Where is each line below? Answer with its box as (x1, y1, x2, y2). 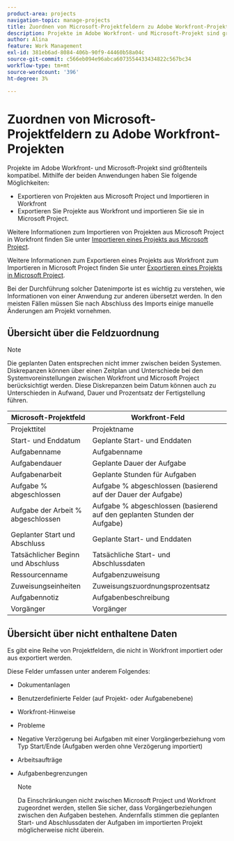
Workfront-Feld (131, 413, 185, 423)
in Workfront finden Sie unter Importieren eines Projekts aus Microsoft (7, 235, 208, 244)
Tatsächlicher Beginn (10, 550, 80, 560)
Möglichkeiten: (7, 179, 50, 187)
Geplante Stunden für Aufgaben (92, 470, 196, 480)
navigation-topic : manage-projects (7, 17, 111, 24)
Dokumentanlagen (17, 681, 71, 689)
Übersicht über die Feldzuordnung (7, 327, 159, 339)
